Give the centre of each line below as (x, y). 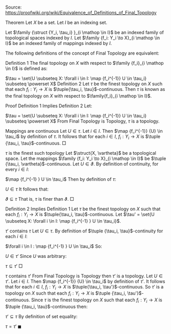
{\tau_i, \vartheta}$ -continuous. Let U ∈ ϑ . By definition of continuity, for (82, 164)
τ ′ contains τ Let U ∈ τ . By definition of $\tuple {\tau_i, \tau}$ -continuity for (84, 231)
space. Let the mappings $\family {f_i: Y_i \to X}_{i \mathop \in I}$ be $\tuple (86, 158)
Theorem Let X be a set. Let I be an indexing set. (56, 22)
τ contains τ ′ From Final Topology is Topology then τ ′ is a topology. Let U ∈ (84, 276)
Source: (14, 7)
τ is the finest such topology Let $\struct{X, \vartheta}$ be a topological (81, 153)
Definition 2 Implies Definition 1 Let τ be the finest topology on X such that (83, 209)
